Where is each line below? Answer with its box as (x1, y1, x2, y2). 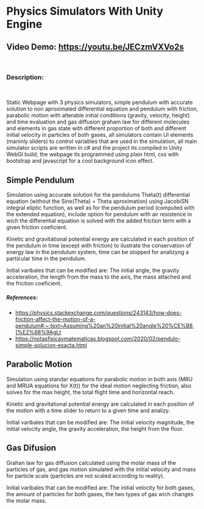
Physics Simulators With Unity (6, 4, 163, 18)
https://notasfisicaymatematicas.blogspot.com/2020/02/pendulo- (15, 335, 181, 343)
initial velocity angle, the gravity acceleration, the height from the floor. (6, 425, 184, 432)
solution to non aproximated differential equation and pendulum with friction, (6, 105, 199, 112)
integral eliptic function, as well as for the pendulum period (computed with (6, 204, 195, 211)
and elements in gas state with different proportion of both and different (6, 125, 187, 132)
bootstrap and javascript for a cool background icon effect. (6, 157, 154, 164)
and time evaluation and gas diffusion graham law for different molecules (6, 118, 190, 126)
